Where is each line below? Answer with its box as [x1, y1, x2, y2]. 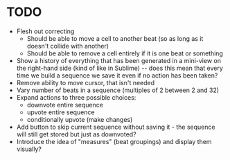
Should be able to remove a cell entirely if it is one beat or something [26, 49, 223, 57]
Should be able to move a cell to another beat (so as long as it [26, 34, 204, 42]
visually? [16, 145, 42, 153]
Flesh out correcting [16, 27, 75, 35]
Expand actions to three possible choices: [16, 93, 136, 101]
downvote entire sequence [26, 100, 103, 109]
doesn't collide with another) [26, 42, 109, 50]
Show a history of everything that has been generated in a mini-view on [16, 56, 221, 64]
